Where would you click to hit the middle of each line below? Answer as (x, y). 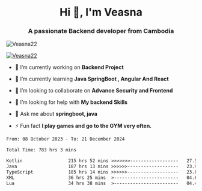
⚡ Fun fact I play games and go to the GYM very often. (83, 126)
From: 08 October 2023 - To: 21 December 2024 (66, 139)
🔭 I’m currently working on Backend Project (69, 67)
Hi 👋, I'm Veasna (101, 12)
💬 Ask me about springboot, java (56, 114)
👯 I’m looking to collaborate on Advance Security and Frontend (94, 91)
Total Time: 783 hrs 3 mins (41, 150)
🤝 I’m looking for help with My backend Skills (71, 102)
